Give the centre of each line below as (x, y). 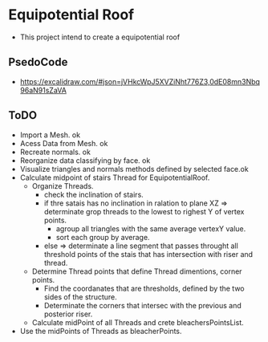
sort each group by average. (103, 237)
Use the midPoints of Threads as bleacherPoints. (101, 331)
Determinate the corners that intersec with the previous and (143, 305)
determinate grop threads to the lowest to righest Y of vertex (144, 211)
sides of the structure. (81, 297)
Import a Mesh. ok (50, 135)
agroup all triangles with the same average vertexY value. (151, 228)
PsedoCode (38, 62)
